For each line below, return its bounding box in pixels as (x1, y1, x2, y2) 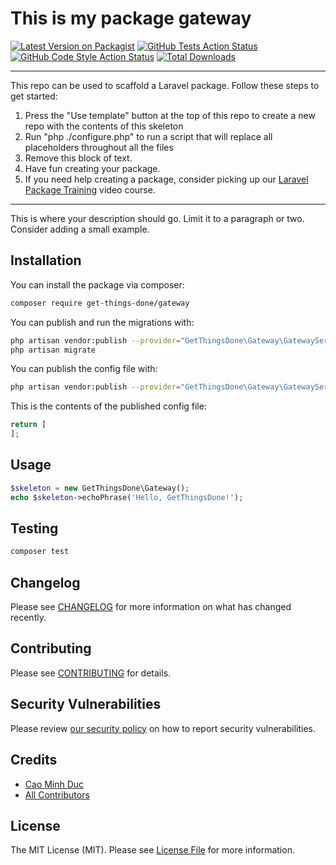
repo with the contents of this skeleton (24, 120, 184, 132)
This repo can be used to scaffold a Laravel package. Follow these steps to (10, 79, 320, 91)
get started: (10, 90, 58, 102)
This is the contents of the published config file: (10, 400, 207, 412)
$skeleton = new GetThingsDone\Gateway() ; (10, 483, 190, 493)
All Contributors (24, 788, 90, 801)
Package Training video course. (24, 183, 156, 196)
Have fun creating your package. (24, 162, 161, 174)
